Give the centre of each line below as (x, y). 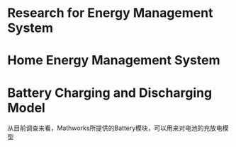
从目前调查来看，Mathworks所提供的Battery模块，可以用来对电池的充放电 (115, 128)
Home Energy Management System (114, 60)
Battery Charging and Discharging (110, 93)
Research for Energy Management (110, 13)
